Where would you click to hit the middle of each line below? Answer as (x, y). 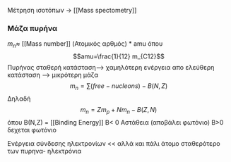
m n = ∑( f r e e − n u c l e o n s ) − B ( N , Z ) (119, 87)
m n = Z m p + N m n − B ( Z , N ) (119, 110)
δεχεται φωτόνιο (32, 130)
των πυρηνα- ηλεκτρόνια (45, 151)
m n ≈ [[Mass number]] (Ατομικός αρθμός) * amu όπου (85, 45)
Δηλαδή (19, 99)
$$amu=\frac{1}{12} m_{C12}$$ (119, 56)
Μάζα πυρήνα (32, 28)
